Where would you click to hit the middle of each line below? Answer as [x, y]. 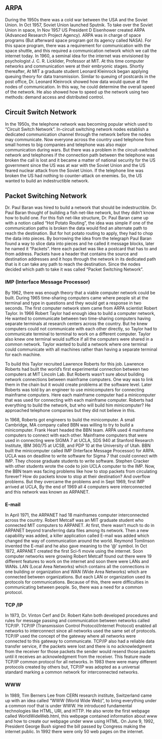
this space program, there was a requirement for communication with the [78, 45]
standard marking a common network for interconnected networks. [72, 672]
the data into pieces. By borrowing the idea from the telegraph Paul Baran [78, 238]
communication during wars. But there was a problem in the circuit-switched [81, 149]
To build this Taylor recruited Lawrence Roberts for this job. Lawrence [74, 364]
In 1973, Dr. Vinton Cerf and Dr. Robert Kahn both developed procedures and [81, 615]
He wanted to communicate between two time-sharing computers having [78, 318]
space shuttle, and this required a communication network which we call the [81, 50]
